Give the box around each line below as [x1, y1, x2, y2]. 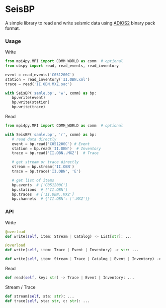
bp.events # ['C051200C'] [11, 182, 68, 187]
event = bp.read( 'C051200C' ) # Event [11, 141, 90, 147]
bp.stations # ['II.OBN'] [11, 187, 68, 192]
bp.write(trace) [11, 105, 46, 110]
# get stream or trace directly [11, 159, 79, 165]
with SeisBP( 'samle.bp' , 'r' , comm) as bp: [5, 132, 97, 137]
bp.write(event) [11, 95, 46, 100]
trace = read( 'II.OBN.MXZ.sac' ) [5, 81, 72, 87]
